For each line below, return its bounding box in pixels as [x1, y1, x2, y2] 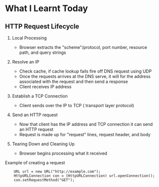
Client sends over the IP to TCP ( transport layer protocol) [19, 103, 134, 108]
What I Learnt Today [5, 3, 88, 14]
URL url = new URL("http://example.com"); [14, 169, 101, 174]
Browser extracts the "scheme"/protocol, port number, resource [19, 45, 147, 50]
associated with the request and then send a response [19, 78, 128, 84]
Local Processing [12, 35, 47, 41]
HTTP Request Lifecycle [5, 22, 79, 31]
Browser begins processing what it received [19, 151, 108, 156]
